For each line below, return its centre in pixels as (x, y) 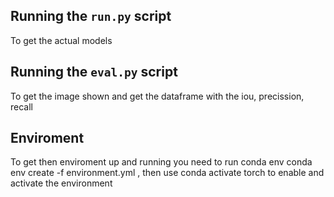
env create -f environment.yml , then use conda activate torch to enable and (167, 173)
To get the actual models (61, 40)
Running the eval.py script (94, 72)
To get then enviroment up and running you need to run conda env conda (161, 162)
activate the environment (61, 183)
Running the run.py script (91, 16)
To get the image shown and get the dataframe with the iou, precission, (157, 96)
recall (21, 106)
